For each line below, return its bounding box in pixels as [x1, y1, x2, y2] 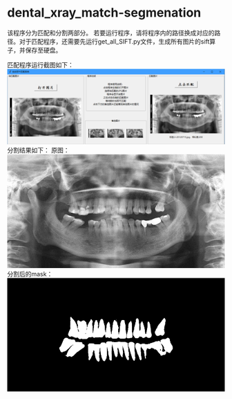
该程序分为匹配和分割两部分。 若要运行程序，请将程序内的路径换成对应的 [7, 28, 215, 37]
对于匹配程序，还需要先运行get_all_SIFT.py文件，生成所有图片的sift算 [19, 37, 216, 46]
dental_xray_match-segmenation [7, 5, 202, 21]
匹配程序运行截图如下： [7, 60, 74, 69]
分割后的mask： [7, 269, 53, 278]
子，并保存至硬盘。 [7, 46, 62, 54]
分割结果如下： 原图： [7, 146, 70, 154]
